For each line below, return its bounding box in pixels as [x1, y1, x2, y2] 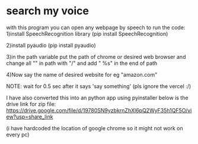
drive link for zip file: [6, 100, 56, 108]
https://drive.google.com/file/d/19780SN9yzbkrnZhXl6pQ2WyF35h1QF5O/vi [6, 107, 192, 114]
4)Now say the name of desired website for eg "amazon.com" [6, 71, 158, 78]
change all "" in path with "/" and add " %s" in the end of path [6, 60, 158, 67]
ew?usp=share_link [6, 113, 53, 120]
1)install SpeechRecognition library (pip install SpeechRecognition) [6, 30, 168, 37]
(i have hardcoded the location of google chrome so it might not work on [6, 124, 184, 132]
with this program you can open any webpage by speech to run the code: [6, 24, 186, 31]
